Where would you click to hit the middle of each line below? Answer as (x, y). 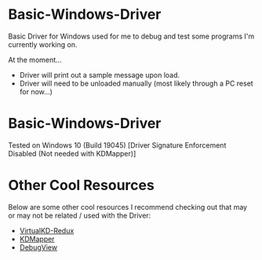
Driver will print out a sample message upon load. (100, 75)
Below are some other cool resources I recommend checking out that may (128, 207)
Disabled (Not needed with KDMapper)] (72, 153)
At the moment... (35, 60)
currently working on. (43, 44)
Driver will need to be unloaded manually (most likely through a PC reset (136, 83)
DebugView (38, 247)
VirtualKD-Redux (47, 230)
